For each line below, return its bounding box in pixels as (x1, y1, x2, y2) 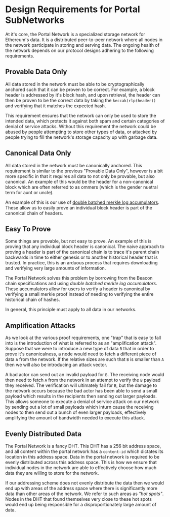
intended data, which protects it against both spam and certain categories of (5, 118, 165, 124)
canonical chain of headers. (5, 210, 63, 216)
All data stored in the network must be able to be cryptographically (5, 81, 145, 87)
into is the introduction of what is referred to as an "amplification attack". (5, 340, 157, 346)
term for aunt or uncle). (5, 189, 54, 195)
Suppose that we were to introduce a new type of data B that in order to (5, 346, 154, 352)
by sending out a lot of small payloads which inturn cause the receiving (5, 404, 154, 410)
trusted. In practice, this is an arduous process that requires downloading (5, 260, 158, 266)
